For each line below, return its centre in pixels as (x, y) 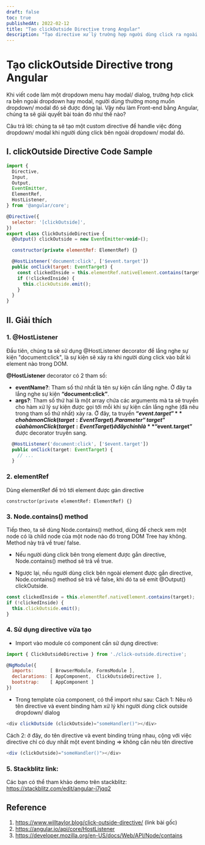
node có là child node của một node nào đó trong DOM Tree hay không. (97, 536)
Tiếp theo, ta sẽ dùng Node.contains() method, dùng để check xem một (96, 529)
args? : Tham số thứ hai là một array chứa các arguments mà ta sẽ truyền (107, 400)
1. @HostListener (32, 338)
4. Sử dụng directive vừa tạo (49, 629)
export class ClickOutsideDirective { (56, 234)
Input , (20, 177)
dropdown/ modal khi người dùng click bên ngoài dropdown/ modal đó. (95, 132)
